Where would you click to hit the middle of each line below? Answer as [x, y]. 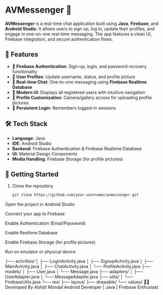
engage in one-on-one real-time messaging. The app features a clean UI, [78, 34]
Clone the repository [33, 186]
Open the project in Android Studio [40, 204]
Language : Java [28, 138]
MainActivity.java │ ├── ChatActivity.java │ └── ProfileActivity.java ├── [78, 267]
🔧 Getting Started [32, 174]
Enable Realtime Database [31, 233]
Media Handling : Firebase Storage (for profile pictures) [67, 159]
